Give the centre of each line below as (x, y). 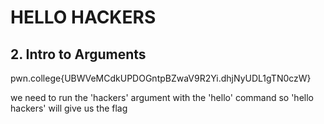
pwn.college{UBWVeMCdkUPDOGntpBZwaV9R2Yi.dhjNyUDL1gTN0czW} (161, 78)
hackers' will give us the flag (69, 108)
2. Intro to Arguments (78, 54)
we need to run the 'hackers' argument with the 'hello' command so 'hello (162, 97)
